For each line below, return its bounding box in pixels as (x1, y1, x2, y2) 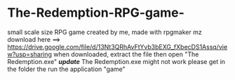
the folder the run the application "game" (7, 65, 126, 73)
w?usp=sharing (7, 50, 53, 58)
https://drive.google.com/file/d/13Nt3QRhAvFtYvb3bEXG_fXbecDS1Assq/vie (7, 42, 228, 51)
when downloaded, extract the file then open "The (53, 50, 199, 58)
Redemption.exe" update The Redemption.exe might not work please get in (7, 57, 226, 65)
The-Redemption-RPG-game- (7, 5, 184, 21)
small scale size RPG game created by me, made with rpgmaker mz (7, 28, 202, 36)
